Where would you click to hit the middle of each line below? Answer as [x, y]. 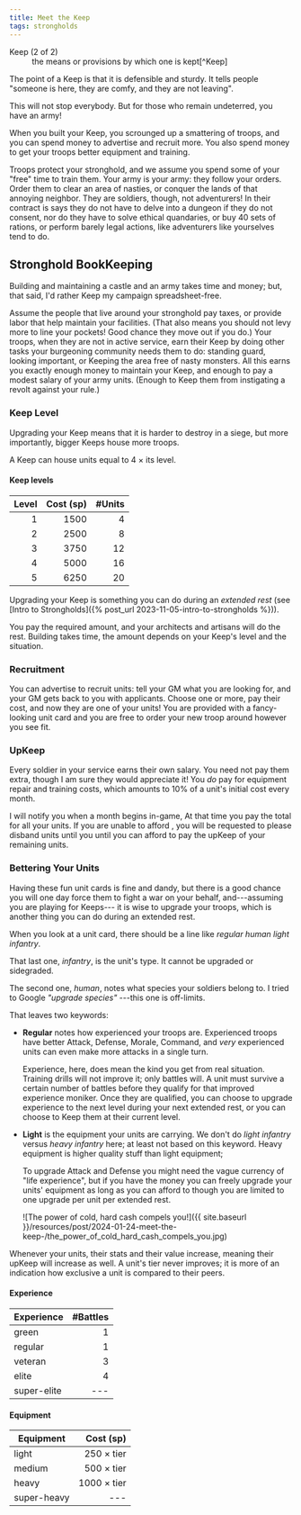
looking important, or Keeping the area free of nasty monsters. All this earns [150, 361]
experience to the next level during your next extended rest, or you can [154, 1107]
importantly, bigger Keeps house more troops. [94, 442]
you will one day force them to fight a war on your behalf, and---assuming [146, 897]
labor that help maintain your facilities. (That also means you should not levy [150, 323]
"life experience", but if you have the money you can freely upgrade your [157, 1180]
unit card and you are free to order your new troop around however [163, 717]
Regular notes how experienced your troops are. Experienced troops [150, 1033]
